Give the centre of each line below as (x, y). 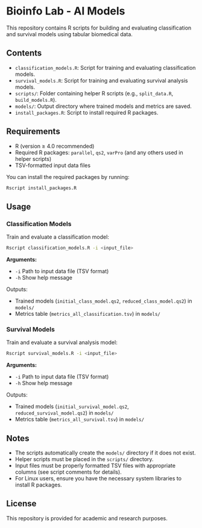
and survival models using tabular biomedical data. (69, 34)
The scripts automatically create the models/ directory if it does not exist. (105, 453)
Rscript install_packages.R (42, 188)
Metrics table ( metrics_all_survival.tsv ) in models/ (80, 420)
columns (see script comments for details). (68, 472)
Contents (24, 53)
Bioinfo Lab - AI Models (66, 11)
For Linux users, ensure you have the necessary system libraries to (98, 478)
